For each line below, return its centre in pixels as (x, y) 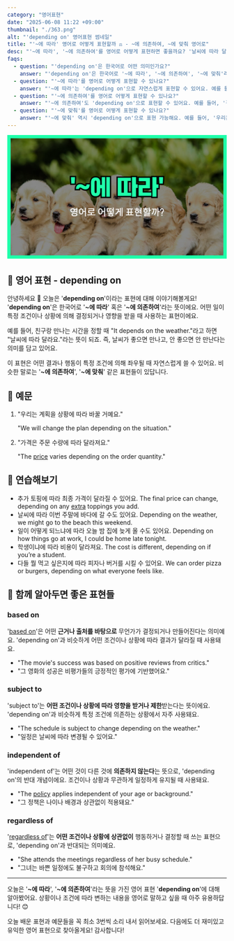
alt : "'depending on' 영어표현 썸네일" (60, 37)
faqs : (15, 59)
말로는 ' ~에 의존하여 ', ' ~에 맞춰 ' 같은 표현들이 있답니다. (94, 372)
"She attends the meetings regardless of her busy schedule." (105, 859)
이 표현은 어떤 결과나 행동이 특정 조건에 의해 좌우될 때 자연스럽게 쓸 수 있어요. (112, 363)
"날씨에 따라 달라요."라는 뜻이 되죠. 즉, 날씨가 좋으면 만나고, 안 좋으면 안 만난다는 (116, 340)
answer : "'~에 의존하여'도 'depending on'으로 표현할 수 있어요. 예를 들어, (120, 103)
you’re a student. (41, 554)
